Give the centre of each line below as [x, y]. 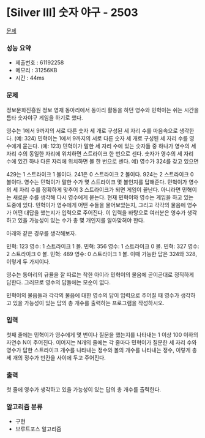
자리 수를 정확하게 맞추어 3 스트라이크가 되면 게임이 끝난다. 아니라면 [100, 189]
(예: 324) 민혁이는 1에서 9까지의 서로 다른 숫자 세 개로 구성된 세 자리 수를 [101, 138]
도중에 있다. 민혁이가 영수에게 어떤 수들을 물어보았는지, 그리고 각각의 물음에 [96, 205]
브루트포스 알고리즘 [38, 429]
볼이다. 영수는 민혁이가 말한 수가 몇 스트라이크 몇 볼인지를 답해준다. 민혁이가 [97, 182]
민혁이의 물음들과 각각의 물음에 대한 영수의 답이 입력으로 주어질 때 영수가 [93, 295]
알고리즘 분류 [24, 407]
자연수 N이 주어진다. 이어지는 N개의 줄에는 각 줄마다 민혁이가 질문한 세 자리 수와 [102, 342]
